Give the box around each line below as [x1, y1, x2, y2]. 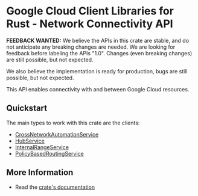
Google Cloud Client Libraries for [6, 4, 174, 18]
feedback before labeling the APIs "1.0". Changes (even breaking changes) [6, 49, 192, 57]
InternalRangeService [14, 143, 69, 151]
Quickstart [6, 103, 48, 114]
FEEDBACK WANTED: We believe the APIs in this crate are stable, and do [6, 37, 189, 44]
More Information [6, 167, 74, 178]
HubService [14, 137, 45, 144]
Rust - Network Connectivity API [6, 17, 173, 31]
